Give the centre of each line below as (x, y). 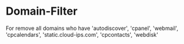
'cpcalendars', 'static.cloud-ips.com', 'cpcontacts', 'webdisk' (82, 34)
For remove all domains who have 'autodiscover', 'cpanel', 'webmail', (92, 28)
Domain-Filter (42, 11)
